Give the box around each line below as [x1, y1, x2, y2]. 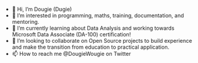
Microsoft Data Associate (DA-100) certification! [11, 31, 131, 38]
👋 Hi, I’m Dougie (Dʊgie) [11, 6, 72, 12]
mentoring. [11, 18, 40, 25]
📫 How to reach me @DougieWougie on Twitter [11, 51, 131, 57]
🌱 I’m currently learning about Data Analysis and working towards [11, 24, 175, 31]
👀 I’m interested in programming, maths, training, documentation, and [11, 12, 184, 19]
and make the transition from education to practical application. [11, 43, 170, 51]
